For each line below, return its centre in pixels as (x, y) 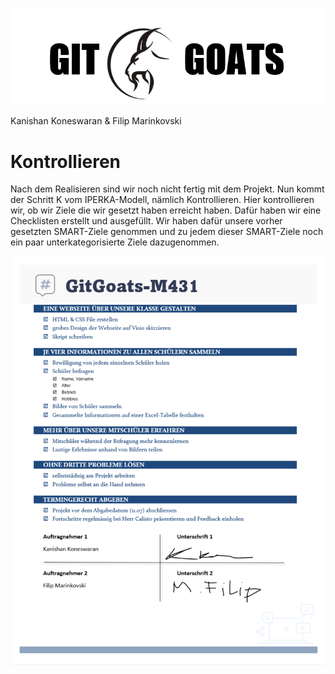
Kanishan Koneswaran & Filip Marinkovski (96, 121)
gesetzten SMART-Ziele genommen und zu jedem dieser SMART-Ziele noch (167, 232)
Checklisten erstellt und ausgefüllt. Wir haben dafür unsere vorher (146, 221)
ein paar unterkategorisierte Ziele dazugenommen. (115, 242)
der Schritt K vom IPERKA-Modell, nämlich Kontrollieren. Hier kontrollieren (162, 200)
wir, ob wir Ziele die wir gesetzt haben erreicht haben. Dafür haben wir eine (166, 210)
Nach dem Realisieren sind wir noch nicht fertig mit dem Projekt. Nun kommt (167, 189)
